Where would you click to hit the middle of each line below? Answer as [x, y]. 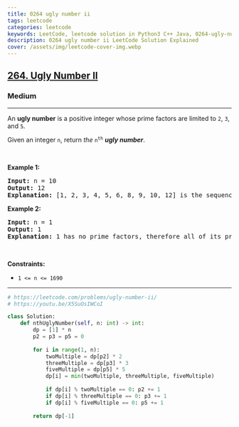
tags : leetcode [30, 21]
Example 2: [24, 209]
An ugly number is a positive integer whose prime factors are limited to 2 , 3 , [118, 118]
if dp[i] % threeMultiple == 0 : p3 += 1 [106, 396]
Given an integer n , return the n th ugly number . [76, 139]
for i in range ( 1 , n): [67, 349]
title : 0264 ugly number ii [49, 14]
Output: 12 [26, 188]
